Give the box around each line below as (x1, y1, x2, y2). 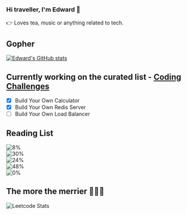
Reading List (6, 128, 54, 138)
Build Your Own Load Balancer (14, 110, 90, 118)
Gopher (6, 39, 35, 49)
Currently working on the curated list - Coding (6, 71, 182, 82)
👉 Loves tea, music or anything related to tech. (6, 19, 124, 26)
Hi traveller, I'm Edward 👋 (6, 5, 81, 14)
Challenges (6, 81, 50, 91)
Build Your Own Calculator (14, 96, 80, 104)
